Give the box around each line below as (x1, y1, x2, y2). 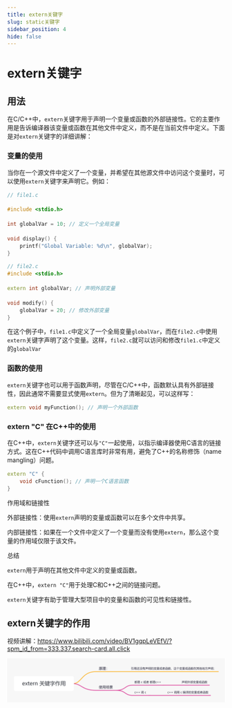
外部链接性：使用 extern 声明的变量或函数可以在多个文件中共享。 (7, 513, 189, 522)
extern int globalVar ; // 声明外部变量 (7, 285, 116, 292)
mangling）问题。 (7, 456, 58, 464)
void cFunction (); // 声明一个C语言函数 (19, 477, 129, 485)
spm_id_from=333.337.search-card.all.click (7, 644, 130, 653)
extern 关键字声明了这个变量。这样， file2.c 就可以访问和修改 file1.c (7, 336, 202, 345)
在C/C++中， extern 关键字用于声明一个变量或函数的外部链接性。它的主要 (7, 115, 214, 124)
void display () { (7, 235, 57, 242)
